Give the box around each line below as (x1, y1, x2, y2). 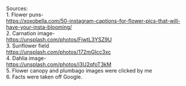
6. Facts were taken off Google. (6, 73, 83, 80)
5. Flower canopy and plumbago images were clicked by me (6, 67, 152, 74)
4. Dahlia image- (6, 55, 47, 61)
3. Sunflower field (6, 42, 49, 49)
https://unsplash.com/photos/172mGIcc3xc (6, 49, 111, 55)
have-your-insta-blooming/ (6, 23, 72, 30)
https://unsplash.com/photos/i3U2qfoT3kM (6, 61, 112, 68)
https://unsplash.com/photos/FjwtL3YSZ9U (6, 36, 112, 43)
